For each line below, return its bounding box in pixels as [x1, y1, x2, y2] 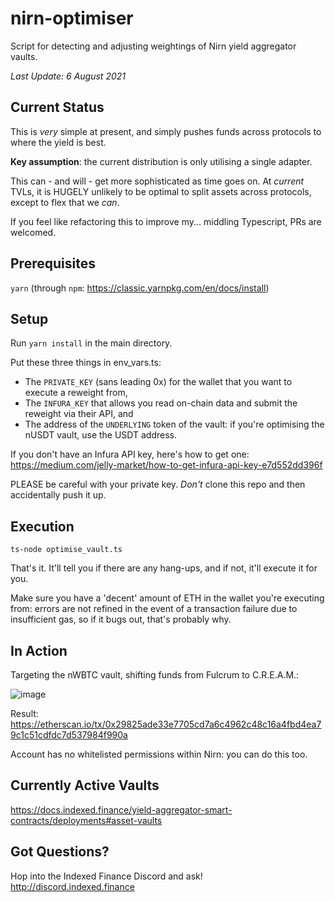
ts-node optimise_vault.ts [10, 545, 123, 555]
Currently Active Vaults [10, 777, 160, 794]
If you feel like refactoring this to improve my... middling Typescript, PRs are [10, 215, 322, 227]
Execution [10, 518, 75, 535]
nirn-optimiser [10, 7, 134, 30]
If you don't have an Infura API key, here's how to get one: [10, 448, 250, 461]
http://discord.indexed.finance [10, 880, 135, 892]
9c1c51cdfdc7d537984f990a [10, 729, 128, 741]
